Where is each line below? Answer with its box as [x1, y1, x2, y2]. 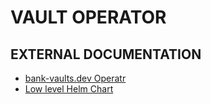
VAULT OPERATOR [10, 6, 167, 29]
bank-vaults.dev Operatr [24, 72, 127, 84]
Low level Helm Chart [24, 83, 114, 95]
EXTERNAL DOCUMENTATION [10, 46, 202, 63]
